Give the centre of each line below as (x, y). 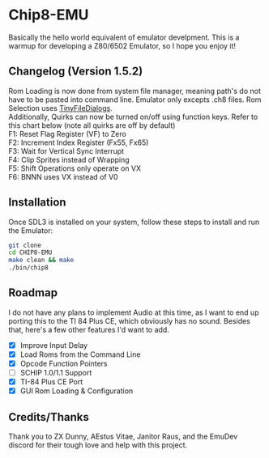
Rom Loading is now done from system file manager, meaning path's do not (135, 91)
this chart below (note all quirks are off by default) (92, 125)
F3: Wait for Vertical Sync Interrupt (66, 151)
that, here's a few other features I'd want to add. (89, 329)
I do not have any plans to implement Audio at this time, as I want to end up (134, 312)
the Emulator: (31, 230)
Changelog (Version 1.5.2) (76, 72)
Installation (37, 203)
